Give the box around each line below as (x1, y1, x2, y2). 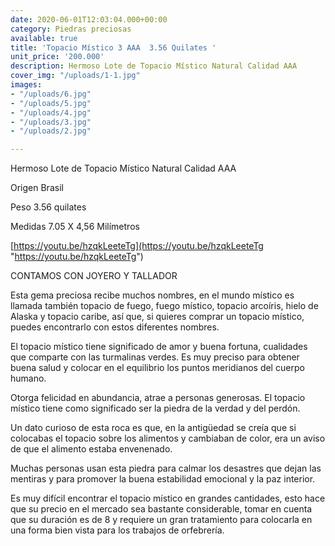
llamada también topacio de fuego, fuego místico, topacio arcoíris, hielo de (10, 300, 319, 312)
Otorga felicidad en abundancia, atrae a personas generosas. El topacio (10, 392, 306, 404)
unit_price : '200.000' (10, 52, 105, 62)
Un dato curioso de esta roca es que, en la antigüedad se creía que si (10, 422, 297, 434)
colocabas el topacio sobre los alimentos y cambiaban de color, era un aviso (10, 432, 326, 445)
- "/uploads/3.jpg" (10, 117, 92, 127)
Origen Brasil (10, 182, 64, 194)
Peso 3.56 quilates (10, 201, 87, 213)
